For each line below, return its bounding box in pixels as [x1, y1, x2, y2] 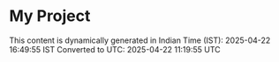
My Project [9, 6, 91, 26]
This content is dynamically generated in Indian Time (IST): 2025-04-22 [9, 35, 271, 45]
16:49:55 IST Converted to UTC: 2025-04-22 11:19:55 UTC [9, 44, 221, 54]
